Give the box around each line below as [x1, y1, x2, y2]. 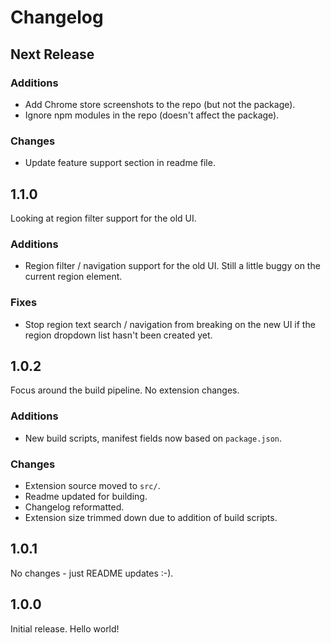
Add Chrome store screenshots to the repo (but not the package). [24, 98, 296, 110]
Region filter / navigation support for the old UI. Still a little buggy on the [24, 260, 321, 272]
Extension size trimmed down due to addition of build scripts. [24, 511, 278, 523]
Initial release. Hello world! [10, 622, 120, 635]
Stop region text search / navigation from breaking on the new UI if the [24, 318, 316, 330]
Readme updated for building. [24, 490, 148, 502]
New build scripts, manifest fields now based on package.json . [24, 432, 282, 444]
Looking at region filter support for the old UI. [10, 212, 197, 224]
